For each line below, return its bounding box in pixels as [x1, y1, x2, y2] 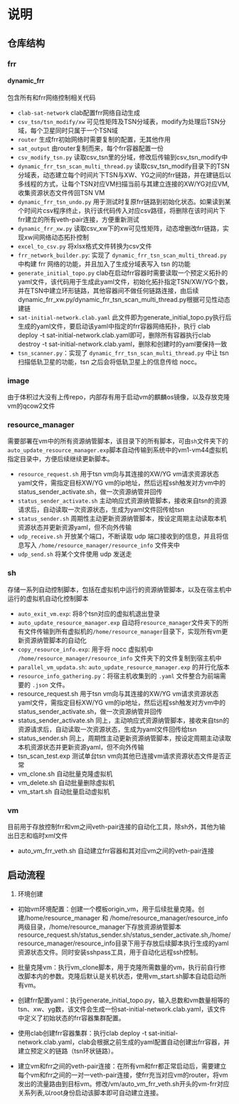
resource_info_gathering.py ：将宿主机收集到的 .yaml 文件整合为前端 [17, 671, 221, 680]
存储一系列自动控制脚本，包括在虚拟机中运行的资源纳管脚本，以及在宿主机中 [7, 585, 232, 594]
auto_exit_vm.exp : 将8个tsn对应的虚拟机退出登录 [17, 609, 161, 618]
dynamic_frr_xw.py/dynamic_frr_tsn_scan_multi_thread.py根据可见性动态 [17, 295, 230, 303]
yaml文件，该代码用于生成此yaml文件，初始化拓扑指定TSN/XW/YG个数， [17, 277, 232, 285]
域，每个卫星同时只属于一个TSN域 [17, 126, 119, 135]
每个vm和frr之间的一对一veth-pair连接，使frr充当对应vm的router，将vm [17, 1071, 228, 1079]
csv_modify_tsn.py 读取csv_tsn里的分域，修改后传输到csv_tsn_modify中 [17, 152, 228, 161]
